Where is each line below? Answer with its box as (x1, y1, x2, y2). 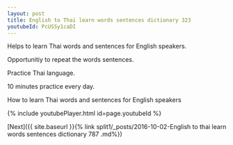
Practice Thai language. (7, 69, 75, 77)
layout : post (7, 10, 45, 17)
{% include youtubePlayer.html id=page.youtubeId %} (7, 109, 162, 118)
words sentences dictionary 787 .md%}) (7, 130, 123, 139)
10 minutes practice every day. (7, 83, 95, 91)
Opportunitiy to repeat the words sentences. (7, 56, 134, 64)
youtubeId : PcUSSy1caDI (7, 23, 77, 30)
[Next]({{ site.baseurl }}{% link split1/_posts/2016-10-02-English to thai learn (7, 123, 227, 131)
